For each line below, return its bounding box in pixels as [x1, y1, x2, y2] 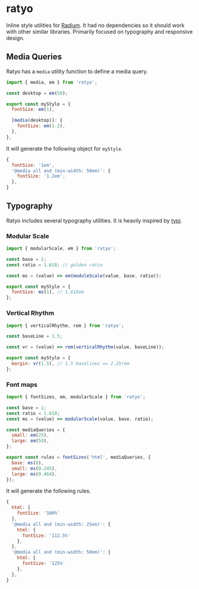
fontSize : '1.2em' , [17, 173, 66, 179]
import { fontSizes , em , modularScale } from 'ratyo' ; [6, 394, 146, 400]
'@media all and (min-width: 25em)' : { [11, 521, 111, 527]
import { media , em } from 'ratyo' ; [6, 79, 97, 85]
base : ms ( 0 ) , [11, 459, 44, 466]
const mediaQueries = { [6, 426, 66, 433]
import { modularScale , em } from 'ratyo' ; [6, 245, 117, 252]
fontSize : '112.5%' [22, 533, 71, 539]
